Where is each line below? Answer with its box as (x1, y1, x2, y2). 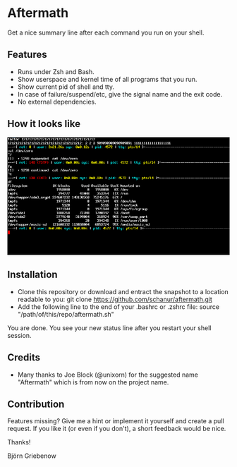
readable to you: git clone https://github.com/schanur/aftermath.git (17, 295, 213, 303)
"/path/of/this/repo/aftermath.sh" (17, 310, 114, 318)
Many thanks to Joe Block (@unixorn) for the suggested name (17, 370, 199, 379)
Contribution (7, 398, 65, 410)
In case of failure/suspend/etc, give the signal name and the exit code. (17, 90, 223, 98)
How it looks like (7, 118, 81, 130)
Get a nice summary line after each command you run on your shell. (7, 28, 205, 37)
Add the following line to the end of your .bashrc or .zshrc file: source (17, 302, 220, 311)
